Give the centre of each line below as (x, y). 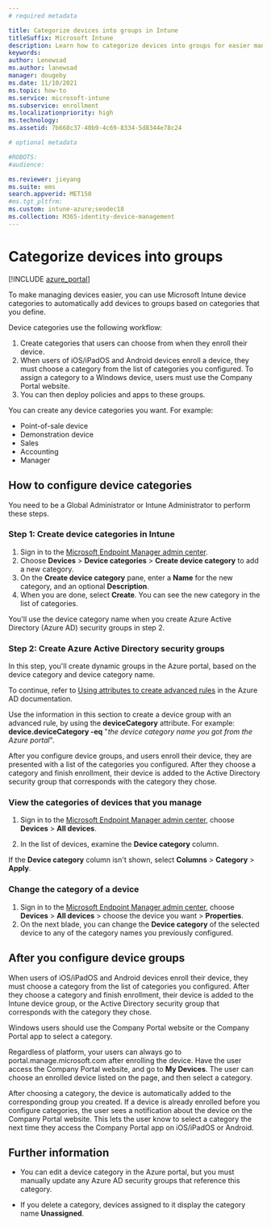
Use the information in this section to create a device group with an (120, 714)
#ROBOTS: (23, 157)
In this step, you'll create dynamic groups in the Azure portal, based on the (132, 666)
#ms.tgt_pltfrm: (35, 202)
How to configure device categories (100, 485)
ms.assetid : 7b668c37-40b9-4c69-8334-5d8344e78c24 (95, 128)
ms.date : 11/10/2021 (43, 83)
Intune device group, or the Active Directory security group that (114, 1003)
